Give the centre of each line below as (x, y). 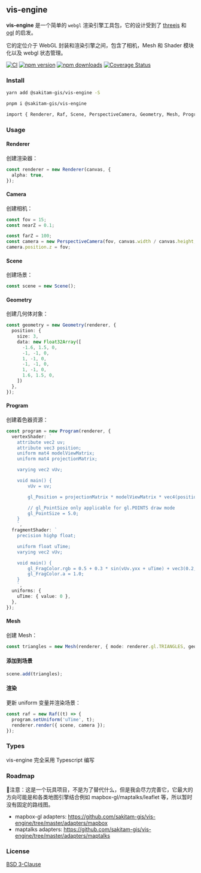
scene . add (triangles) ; (34, 674)
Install (16, 80)
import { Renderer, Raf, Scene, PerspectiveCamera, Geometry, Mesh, (93, 114)
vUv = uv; (40, 486)
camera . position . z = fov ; (38, 247)
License (18, 851)
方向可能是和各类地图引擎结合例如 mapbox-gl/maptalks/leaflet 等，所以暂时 (99, 797)
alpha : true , (28, 175)
